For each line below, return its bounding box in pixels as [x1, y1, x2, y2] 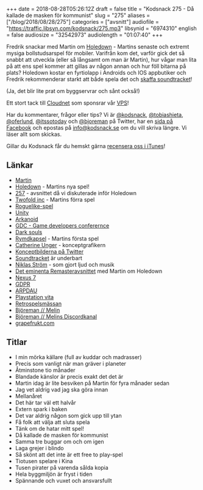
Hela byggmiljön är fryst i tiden [15, 470, 93, 478]
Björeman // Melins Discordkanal [15, 313, 98, 320]
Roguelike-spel [15, 202, 54, 210]
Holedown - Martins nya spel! [15, 183, 90, 190]
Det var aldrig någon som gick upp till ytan [15, 412, 122, 419]
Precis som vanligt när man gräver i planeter [15, 360, 127, 367]
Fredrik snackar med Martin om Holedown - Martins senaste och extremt [6, 43, 190, 50]
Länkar [6, 160, 34, 171]
